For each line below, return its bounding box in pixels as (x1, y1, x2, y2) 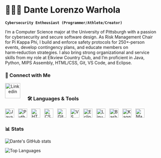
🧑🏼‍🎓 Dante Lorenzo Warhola (5, 4, 121, 16)
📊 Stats (5, 126, 24, 132)
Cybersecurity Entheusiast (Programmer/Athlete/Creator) (5, 20, 123, 25)
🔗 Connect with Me (5, 72, 51, 79)
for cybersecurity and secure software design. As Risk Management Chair (5, 34, 153, 40)
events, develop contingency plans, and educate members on (5, 44, 129, 50)
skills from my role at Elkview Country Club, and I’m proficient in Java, (5, 54, 145, 60)
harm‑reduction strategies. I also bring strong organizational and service (5, 49, 149, 55)
